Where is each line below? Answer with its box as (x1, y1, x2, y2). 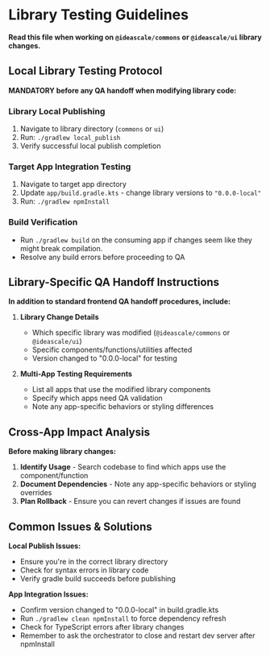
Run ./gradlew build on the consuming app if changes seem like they (19, 235, 252, 245)
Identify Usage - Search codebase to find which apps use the (19, 462, 226, 472)
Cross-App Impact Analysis (8, 425, 151, 439)
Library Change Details (19, 312, 99, 322)
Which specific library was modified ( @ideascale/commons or (31, 328, 231, 337)
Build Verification (8, 217, 78, 228)
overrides (19, 488, 52, 498)
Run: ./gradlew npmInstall (19, 196, 110, 206)
